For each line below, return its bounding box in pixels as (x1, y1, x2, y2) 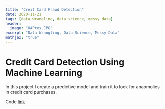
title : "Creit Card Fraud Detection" (5, 7, 84, 12)
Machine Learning (5, 67, 83, 79)
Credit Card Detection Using (5, 57, 125, 68)
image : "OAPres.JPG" (10, 26, 53, 31)
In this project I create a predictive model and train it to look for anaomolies (5, 83, 160, 90)
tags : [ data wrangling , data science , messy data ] (5, 16, 113, 21)
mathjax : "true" (5, 35, 39, 40)
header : (5, 21, 22, 26)
